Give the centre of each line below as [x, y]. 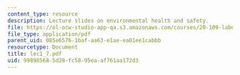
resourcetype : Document [43, 47]
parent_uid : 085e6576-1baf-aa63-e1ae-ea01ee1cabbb [84, 41]
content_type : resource [43, 14]
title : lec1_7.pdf [35, 54]
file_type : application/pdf [49, 34]
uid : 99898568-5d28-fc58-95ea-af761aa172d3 [73, 61]
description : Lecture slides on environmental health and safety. [108, 21]
